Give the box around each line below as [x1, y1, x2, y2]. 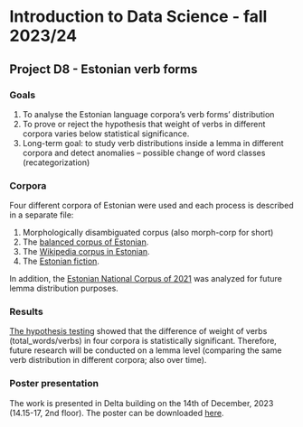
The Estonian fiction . [22, 255, 99, 267]
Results [9, 305, 43, 318]
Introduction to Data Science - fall [9, 6, 268, 27]
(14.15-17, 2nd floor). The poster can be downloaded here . [9, 407, 224, 418]
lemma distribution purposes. [9, 283, 119, 294]
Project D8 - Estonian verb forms [9, 61, 198, 77]
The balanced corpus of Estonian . [22, 237, 149, 247]
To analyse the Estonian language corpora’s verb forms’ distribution [22, 108, 275, 119]
